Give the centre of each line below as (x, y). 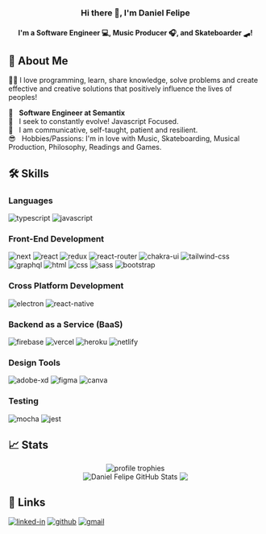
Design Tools (34, 362)
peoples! (23, 97)
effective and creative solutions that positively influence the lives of (120, 89)
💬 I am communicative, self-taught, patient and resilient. (103, 130)
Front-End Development (56, 238)
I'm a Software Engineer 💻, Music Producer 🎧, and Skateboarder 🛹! (135, 32)
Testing (23, 401)
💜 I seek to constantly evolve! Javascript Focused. (94, 122)
